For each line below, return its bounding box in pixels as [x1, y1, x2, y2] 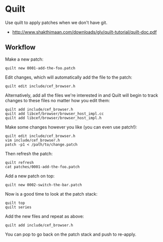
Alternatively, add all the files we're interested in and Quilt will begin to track [5, 92, 158, 98]
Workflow [5, 43, 36, 52]
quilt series [5, 204, 32, 210]
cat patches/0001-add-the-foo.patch [5, 164, 80, 169]
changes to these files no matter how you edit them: [5, 97, 110, 103]
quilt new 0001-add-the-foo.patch [5, 66, 76, 70]
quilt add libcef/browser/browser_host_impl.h [5, 115, 102, 120]
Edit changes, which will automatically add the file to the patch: [5, 74, 133, 80]
